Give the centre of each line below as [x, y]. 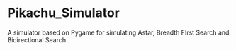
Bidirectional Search [36, 39]
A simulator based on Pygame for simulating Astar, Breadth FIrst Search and [118, 32]
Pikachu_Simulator [64, 13]
